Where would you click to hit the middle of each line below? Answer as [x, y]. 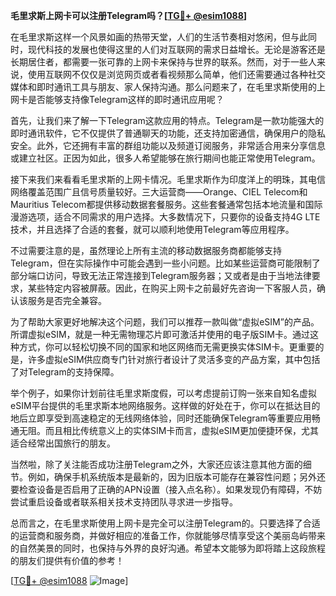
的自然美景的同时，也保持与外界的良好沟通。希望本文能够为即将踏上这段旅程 [168, 548]
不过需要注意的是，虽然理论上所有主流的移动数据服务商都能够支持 [146, 250]
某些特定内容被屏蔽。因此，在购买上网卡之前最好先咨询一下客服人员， [172, 288]
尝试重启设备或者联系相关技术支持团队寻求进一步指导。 [124, 502]
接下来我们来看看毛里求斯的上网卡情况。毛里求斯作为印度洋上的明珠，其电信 [168, 179]
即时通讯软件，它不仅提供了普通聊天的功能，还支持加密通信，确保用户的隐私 [168, 133]
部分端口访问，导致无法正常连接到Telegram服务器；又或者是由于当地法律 [161, 275]
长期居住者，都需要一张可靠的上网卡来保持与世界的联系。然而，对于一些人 [163, 62]
